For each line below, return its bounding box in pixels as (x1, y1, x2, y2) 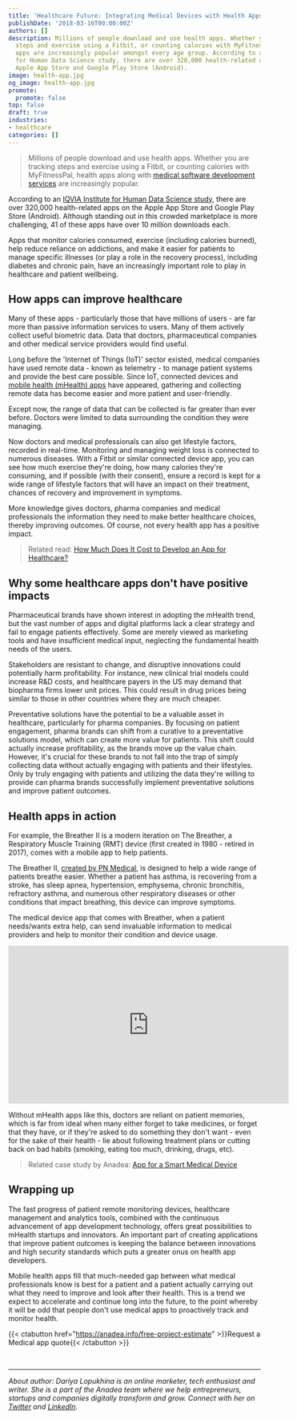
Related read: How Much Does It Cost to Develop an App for (27, 544, 227, 554)
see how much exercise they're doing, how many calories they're (8, 463, 223, 472)
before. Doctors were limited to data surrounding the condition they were (8, 413, 249, 422)
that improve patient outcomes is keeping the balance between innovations (8, 1238, 256, 1247)
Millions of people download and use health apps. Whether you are (27, 153, 250, 163)
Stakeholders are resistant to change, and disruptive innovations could (8, 660, 242, 669)
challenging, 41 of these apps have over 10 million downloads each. (8, 220, 231, 229)
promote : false (15, 94, 66, 102)
